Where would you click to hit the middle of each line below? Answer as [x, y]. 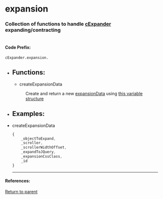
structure [35, 99]
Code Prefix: [18, 47]
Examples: [28, 114]
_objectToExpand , [38, 139]
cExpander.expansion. [27, 57]
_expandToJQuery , [38, 152]
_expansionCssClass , [42, 156]
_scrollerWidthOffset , [44, 148]
